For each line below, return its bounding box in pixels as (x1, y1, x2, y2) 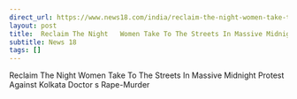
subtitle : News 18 (9, 37, 77, 47)
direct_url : (9, 12, 53, 22)
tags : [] (9, 46, 42, 55)
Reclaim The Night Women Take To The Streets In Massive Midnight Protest (9, 70, 285, 80)
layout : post (9, 21, 57, 30)
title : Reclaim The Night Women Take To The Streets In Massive (9, 29, 263, 38)
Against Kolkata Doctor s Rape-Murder (9, 80, 150, 90)
